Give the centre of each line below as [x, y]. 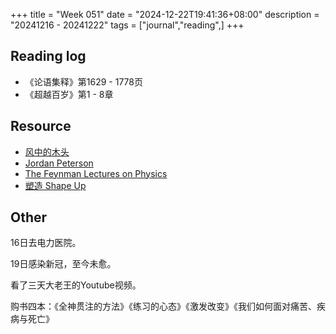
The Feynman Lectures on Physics [96, 173]
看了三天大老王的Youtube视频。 [76, 285]
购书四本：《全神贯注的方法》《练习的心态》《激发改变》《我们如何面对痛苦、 [163, 306]
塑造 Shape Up [55, 185]
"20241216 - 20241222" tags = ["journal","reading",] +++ [127, 25]
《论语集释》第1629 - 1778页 [83, 81]
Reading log [48, 56]
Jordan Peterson [59, 163]
